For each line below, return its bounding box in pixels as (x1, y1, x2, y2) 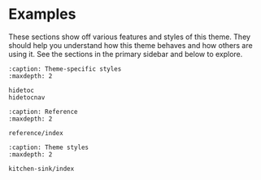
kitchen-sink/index (8, 165, 75, 173)
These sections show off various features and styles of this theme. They (8, 32, 250, 42)
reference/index (8, 129, 63, 137)
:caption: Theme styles (8, 143, 89, 151)
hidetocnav (8, 93, 46, 102)
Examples (8, 5, 76, 24)
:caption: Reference (8, 108, 79, 116)
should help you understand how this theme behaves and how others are (8, 40, 254, 50)
